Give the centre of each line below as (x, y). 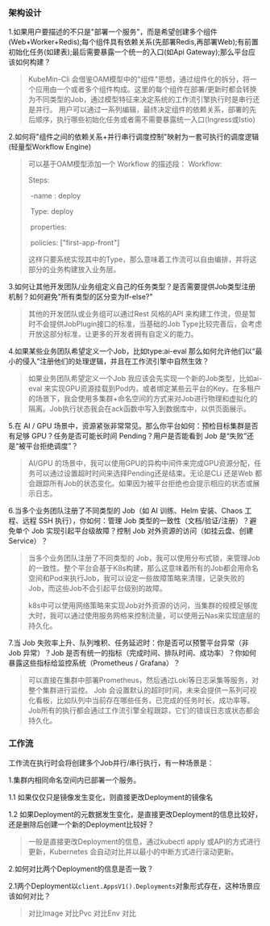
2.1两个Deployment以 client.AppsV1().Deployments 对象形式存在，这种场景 (131, 886)
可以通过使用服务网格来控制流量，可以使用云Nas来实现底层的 (158, 616)
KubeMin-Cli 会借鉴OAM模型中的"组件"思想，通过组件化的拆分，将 (139, 79)
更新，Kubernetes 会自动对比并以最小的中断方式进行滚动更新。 (133, 851)
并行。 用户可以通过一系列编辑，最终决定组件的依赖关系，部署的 (142, 110)
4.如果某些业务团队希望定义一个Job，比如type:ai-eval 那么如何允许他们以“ (132, 351)
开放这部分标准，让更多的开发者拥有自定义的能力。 (113, 334)
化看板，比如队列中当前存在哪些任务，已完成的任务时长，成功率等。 (141, 701)
